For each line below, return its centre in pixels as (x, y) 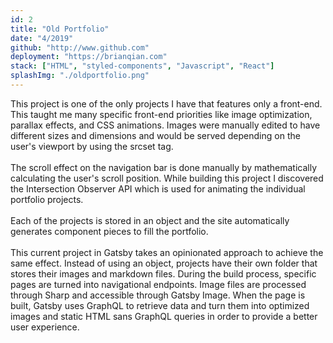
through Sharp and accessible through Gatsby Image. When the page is (158, 295)
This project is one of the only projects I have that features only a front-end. (166, 103)
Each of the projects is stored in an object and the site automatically (150, 220)
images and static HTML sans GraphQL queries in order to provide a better (164, 316)
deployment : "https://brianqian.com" (89, 57)
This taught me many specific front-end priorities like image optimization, (161, 114)
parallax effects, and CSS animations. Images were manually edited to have (165, 125)
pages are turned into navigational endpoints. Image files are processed (158, 284)
